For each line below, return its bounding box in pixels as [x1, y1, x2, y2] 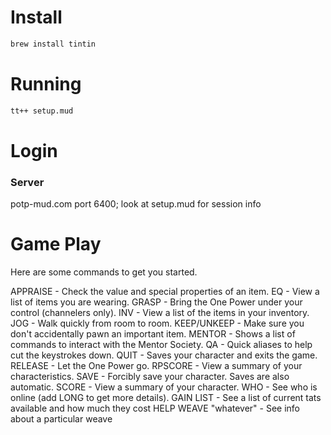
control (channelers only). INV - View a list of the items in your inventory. [10, 307, 310, 319]
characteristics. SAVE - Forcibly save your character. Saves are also [10, 371, 290, 383]
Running [10, 73, 82, 95]
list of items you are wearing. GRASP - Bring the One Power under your [10, 296, 303, 308]
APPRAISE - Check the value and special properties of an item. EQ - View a [10, 286, 320, 298]
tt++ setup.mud [10, 106, 74, 116]
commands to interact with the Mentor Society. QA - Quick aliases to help [10, 339, 313, 351]
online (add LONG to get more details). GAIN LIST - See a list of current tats [10, 392, 322, 404]
